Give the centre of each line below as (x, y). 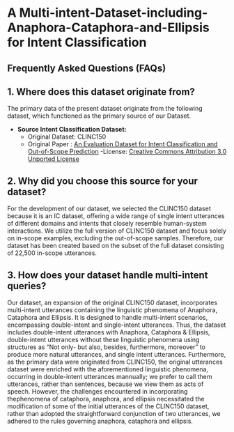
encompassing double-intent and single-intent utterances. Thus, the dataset (117, 325)
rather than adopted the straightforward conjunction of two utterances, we (114, 414)
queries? (27, 286)
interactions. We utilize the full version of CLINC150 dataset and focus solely (117, 231)
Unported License (54, 159)
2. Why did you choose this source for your (103, 181)
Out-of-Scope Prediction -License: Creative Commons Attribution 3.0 (127, 152)
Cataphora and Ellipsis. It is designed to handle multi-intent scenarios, (108, 318)
